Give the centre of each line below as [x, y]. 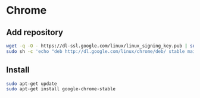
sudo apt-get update [32, 84]
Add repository [35, 32]
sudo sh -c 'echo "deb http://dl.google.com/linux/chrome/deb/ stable [96, 51]
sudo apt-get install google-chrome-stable [61, 89]
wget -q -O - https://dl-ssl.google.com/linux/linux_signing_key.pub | [97, 46]
